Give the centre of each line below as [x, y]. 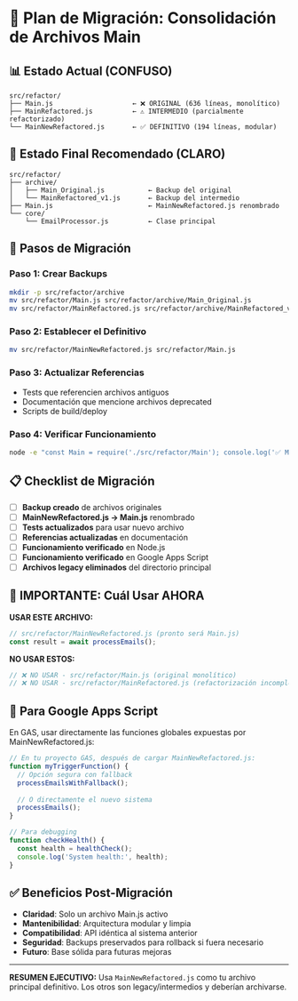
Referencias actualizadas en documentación [105, 537]
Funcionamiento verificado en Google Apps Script [115, 557]
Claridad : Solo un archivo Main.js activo [95, 914]
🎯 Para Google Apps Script [83, 711]
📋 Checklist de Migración [82, 481]
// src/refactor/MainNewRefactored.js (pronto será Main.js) [125, 633]
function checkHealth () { [57, 841]
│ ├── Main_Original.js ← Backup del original [121, 190]
